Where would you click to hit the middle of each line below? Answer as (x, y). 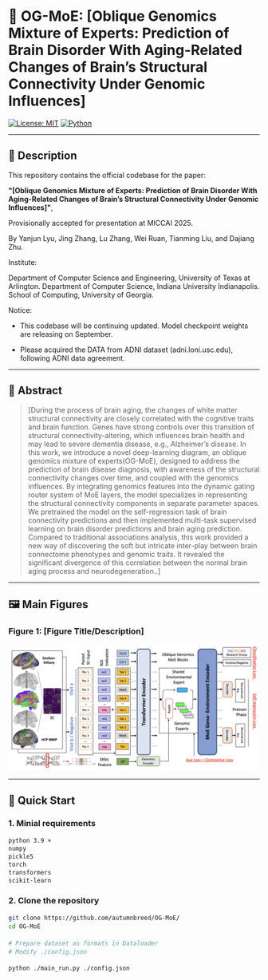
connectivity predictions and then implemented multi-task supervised (142, 520)
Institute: (23, 262)
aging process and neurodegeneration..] (94, 571)
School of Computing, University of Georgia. (81, 294)
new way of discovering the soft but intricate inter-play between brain (142, 545)
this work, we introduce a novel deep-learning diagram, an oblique (137, 452)
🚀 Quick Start (42, 800)
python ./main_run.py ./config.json (69, 969)
